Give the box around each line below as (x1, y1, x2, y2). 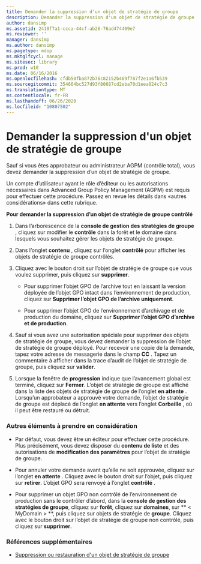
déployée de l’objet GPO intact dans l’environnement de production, (23, 289, 191, 296)
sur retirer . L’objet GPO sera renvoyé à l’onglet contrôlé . (14, 479, 156, 486)
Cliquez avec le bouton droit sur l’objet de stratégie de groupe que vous (14, 265, 193, 272)
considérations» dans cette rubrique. (6, 199, 98, 206)
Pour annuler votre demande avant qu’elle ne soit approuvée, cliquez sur (14, 466, 195, 473)
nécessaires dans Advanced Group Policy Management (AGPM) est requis (6, 187, 190, 194)
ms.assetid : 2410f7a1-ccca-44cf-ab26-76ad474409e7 (6, 25, 136, 32)
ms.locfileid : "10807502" (6, 103, 71, 110)
